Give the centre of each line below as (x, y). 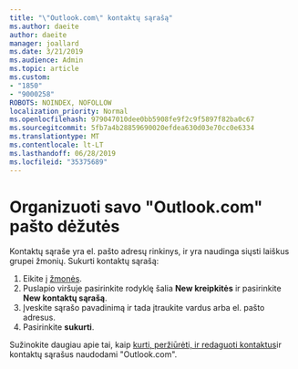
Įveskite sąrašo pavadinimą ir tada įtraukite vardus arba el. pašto (144, 308)
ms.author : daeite (44, 26)
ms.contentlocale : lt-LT (57, 145)
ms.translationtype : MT (55, 137)
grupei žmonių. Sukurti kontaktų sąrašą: (84, 261)
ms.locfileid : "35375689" (58, 162)
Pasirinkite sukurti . (58, 327)
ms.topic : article (44, 69)
